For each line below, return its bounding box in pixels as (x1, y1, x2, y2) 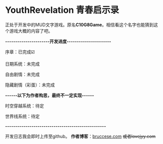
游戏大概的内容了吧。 (9, 28, 53, 34)
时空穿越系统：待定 (5, 103, 44, 108)
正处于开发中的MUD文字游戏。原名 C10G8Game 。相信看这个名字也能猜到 (5, 22, 154, 28)
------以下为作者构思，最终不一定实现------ (5, 92, 95, 98)
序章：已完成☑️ (5, 49, 35, 55)
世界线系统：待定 (5, 113, 40, 119)
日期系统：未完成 (5, 61, 40, 67)
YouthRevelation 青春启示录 (5, 4, 119, 16)
